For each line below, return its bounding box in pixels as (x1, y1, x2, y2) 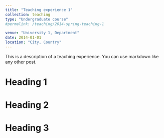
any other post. (5, 59, 37, 65)
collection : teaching (5, 12, 51, 17)
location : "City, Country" (5, 40, 62, 45)
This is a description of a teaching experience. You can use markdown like (5, 53, 159, 59)
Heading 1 (5, 76, 48, 88)
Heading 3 (5, 122, 49, 133)
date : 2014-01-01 (5, 35, 42, 40)
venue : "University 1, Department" (5, 31, 80, 36)
